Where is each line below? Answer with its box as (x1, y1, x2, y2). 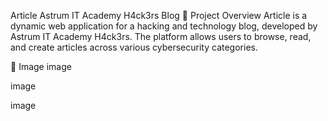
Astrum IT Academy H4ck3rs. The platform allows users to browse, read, (10, 31, 312, 42)
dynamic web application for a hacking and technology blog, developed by (10, 20, 318, 32)
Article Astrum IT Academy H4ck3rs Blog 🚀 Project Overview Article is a (10, 10, 308, 21)
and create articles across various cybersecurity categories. (10, 41, 258, 53)
